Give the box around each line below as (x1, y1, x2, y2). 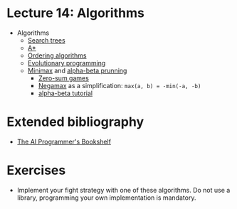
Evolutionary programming (27, 58, 106, 67)
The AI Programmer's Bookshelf (16, 137, 112, 146)
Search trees (27, 36, 65, 44)
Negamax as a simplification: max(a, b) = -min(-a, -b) (38, 81, 201, 90)
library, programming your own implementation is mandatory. (16, 193, 196, 202)
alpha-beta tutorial (38, 89, 93, 97)
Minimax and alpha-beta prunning (27, 66, 127, 75)
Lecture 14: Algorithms (6, 5, 145, 21)
